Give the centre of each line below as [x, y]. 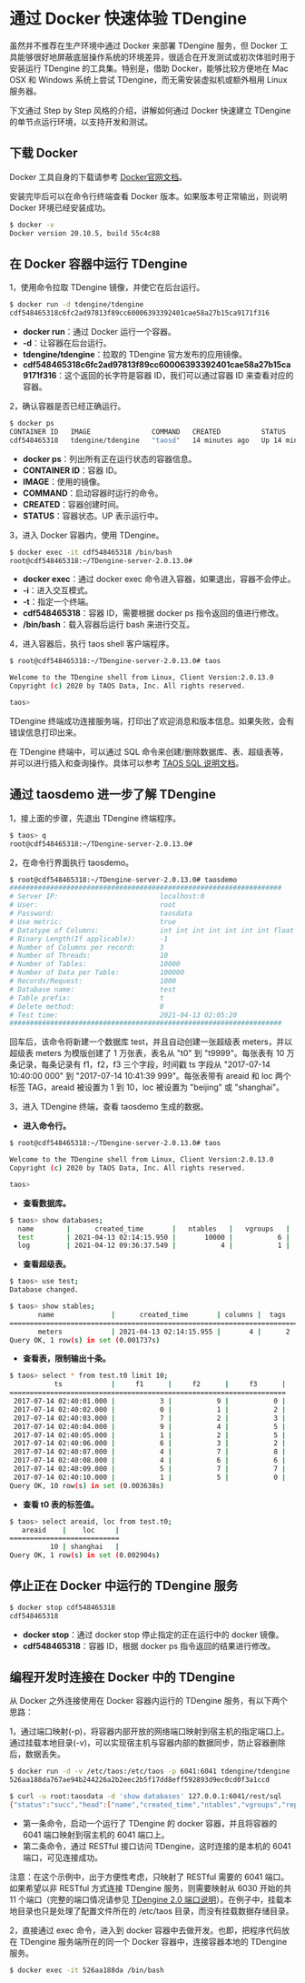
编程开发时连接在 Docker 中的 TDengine [123, 1677]
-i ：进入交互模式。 [58, 590]
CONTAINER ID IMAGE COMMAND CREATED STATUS [148, 432]
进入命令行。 [46, 1126]
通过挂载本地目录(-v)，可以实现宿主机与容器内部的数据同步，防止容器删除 [148, 1743]
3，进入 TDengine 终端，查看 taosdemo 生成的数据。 [109, 1107]
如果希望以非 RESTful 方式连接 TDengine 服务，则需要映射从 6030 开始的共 [151, 1887]
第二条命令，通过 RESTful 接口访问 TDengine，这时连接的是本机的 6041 [157, 1846]
